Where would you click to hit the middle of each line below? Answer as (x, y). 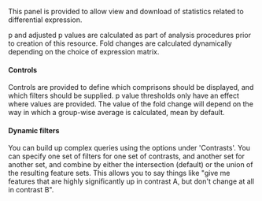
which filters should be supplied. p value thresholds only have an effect (124, 96)
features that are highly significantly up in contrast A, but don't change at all (131, 181)
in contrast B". (31, 190)
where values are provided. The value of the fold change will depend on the (131, 104)
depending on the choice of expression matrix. (84, 52)
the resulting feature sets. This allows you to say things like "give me (119, 173)
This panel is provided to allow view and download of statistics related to (126, 11)
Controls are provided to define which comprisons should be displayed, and (131, 87)
